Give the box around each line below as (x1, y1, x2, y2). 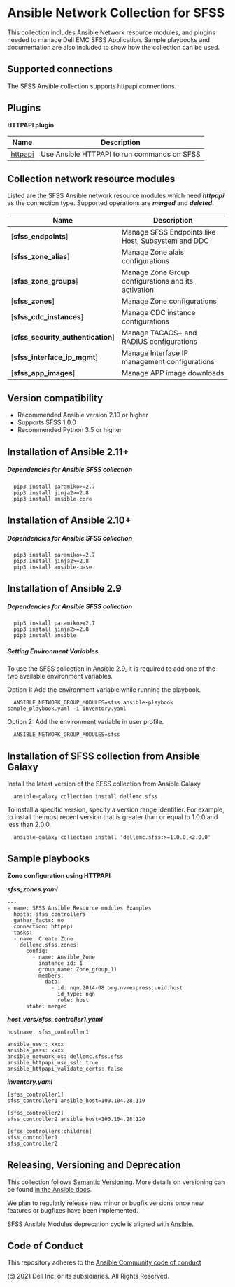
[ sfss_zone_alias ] (10, 252, 71, 262)
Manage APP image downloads (121, 368, 225, 378)
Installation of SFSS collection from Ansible (7, 750, 201, 762)
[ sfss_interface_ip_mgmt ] (10, 352, 99, 362)
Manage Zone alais (121, 247, 184, 257)
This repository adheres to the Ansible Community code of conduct (7, 1258, 201, 1267)
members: (38, 972, 64, 979)
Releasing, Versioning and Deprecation (7, 1159, 181, 1171)
